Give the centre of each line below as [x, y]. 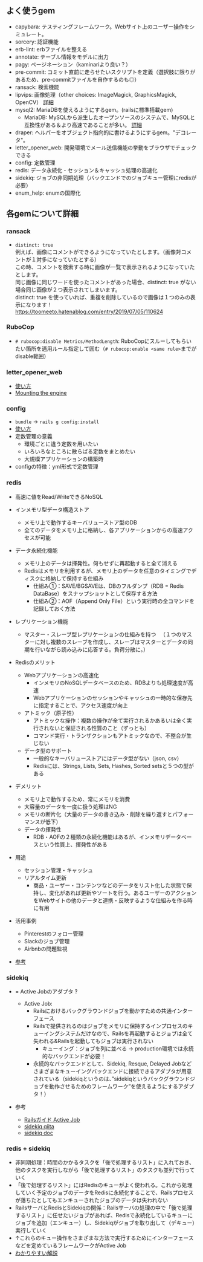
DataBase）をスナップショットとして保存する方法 [95, 593]
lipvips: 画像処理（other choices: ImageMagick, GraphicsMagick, [96, 94]
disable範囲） [32, 356]
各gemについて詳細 [43, 214]
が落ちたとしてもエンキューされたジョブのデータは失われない [91, 1200]
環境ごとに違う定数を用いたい [61, 444]
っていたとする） [78, 259]
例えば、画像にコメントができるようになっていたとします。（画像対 [98, 252]
